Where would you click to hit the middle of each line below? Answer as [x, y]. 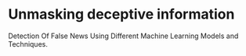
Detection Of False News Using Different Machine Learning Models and [123, 36]
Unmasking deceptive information [121, 14]
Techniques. [28, 44]
